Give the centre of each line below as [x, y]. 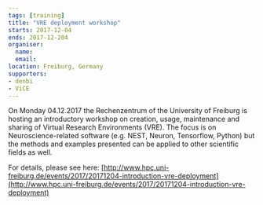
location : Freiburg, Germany [56, 67]
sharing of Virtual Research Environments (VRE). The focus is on [112, 127]
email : [26, 60]
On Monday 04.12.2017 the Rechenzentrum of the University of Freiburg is [128, 111]
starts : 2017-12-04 [40, 30]
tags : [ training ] [37, 15]
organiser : [26, 45]
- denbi [21, 81]
